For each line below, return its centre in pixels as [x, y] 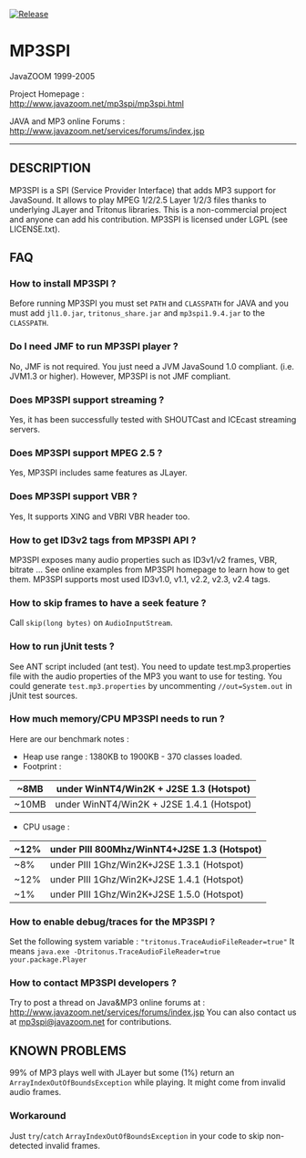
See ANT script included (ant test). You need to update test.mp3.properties [150, 666]
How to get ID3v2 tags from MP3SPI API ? [103, 540]
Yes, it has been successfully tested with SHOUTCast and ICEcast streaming [153, 420]
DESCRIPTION [50, 168]
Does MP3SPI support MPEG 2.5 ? [86, 453]
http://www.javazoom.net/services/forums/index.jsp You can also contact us [153, 1012]
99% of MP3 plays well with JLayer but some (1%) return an [122, 1073]
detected [26, 1145]
